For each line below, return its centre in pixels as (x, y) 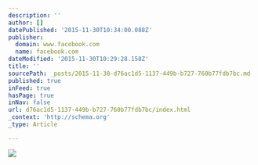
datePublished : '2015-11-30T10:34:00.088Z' (80, 30)
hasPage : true (31, 95)
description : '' (35, 15)
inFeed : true (29, 88)
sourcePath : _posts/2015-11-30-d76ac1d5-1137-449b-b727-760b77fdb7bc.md (129, 74)
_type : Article (33, 124)
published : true (35, 81)
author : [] (26, 23)
